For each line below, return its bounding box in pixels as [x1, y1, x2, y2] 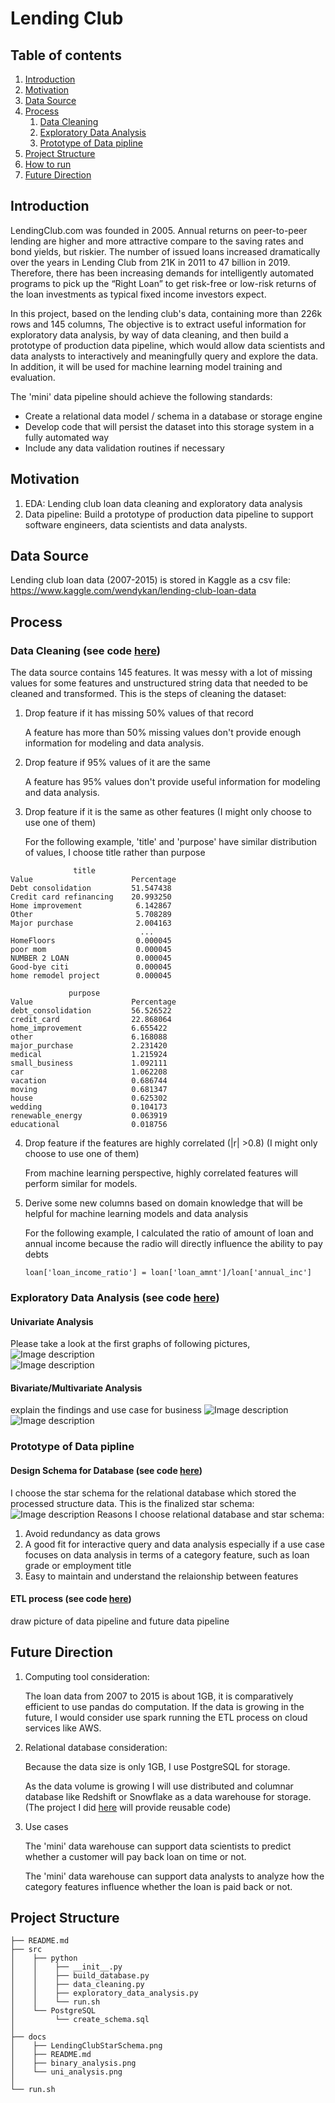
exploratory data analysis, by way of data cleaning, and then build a [10, 328, 289, 341]
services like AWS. [24, 1722, 102, 1734]
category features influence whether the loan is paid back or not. [24, 1880, 293, 1892]
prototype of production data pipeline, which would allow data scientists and [10, 339, 326, 351]
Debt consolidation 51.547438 [10, 883, 172, 894]
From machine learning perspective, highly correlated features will [24, 1167, 298, 1179]
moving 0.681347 [10, 1085, 168, 1095]
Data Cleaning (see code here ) [10, 643, 161, 657]
